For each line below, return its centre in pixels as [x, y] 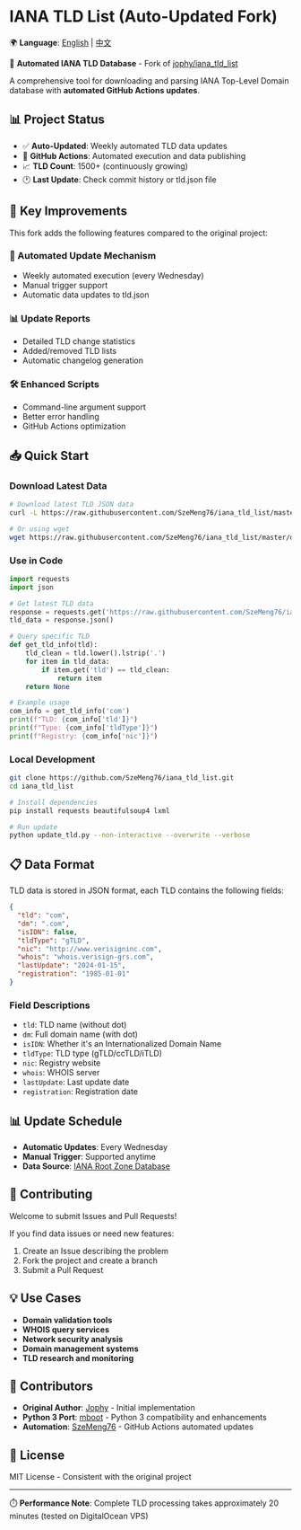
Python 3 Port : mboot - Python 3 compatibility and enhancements [144, 1418]
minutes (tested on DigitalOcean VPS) [79, 1517]
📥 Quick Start [49, 455]
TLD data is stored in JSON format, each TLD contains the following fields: [146, 890]
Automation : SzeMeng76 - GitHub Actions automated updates [138, 1427]
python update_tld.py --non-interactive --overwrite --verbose [130, 836]
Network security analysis [73, 1339]
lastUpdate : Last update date [76, 1082]
